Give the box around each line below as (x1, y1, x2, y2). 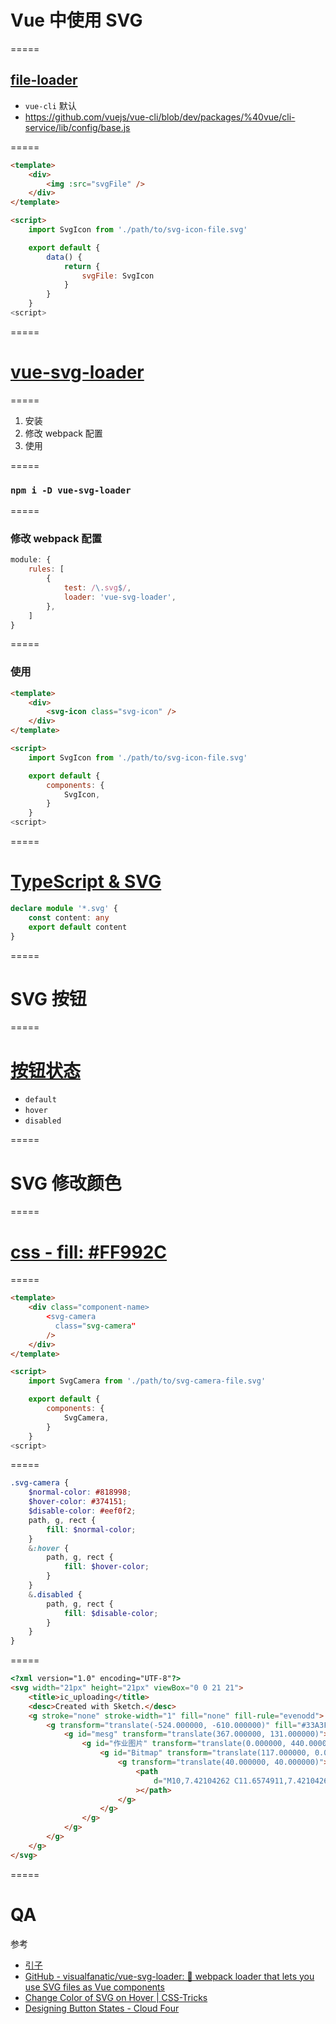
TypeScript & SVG (10, 871, 162, 893)
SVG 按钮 (10, 987, 87, 1010)
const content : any (28, 912, 110, 923)
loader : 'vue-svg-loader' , (63, 592, 177, 602)
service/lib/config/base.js (24, 121, 131, 133)
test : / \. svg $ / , (63, 583, 132, 593)
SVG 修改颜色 (10, 1172, 122, 1195)
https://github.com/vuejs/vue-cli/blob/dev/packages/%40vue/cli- (24, 111, 296, 123)
